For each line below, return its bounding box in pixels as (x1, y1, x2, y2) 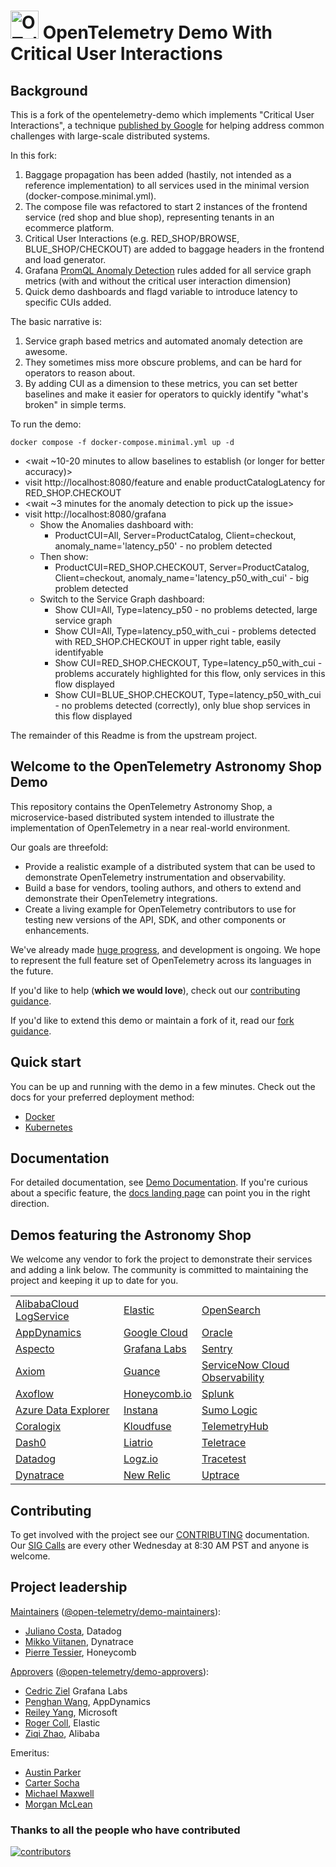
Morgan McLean (24, 1798, 93, 1810)
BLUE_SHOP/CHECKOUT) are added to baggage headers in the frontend (24, 243, 325, 255)
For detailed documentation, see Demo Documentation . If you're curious (10, 1176, 308, 1189)
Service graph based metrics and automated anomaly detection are (24, 335, 303, 347)
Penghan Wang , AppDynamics (24, 1695, 151, 1707)
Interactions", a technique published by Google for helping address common (10, 120, 325, 131)
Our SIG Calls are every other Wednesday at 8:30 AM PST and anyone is (10, 1540, 310, 1552)
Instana (123, 1403, 158, 1417)
